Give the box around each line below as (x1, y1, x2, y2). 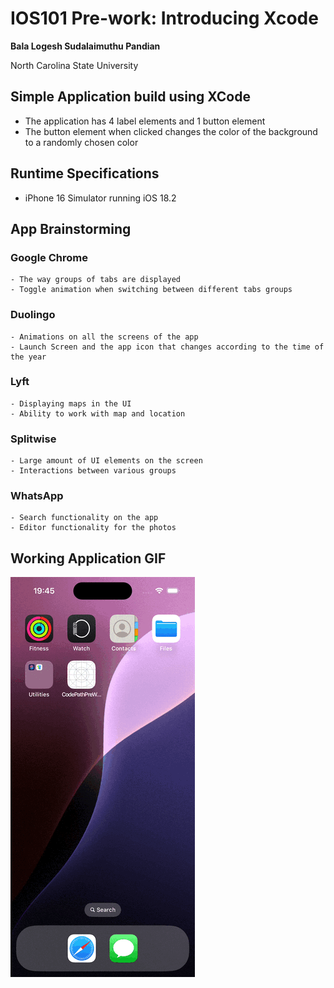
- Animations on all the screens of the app (10, 332, 199, 342)
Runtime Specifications (10, 165, 160, 182)
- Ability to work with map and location (10, 408, 186, 419)
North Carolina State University (10, 59, 139, 71)
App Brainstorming (10, 220, 132, 237)
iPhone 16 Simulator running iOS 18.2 (24, 192, 177, 204)
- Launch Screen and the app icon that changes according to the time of (10, 342, 325, 352)
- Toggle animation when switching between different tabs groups (10, 285, 293, 295)
